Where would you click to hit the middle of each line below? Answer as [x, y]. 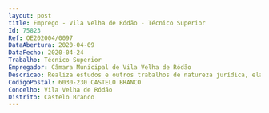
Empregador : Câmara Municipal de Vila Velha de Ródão [100, 68]
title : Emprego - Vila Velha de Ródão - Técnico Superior [107, 23]
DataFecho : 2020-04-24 [46, 53]
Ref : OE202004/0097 [41, 38]
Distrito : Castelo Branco [51, 97]
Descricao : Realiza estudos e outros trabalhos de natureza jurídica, [128, 75]
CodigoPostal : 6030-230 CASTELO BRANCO [75, 82]
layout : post [30, 16]
